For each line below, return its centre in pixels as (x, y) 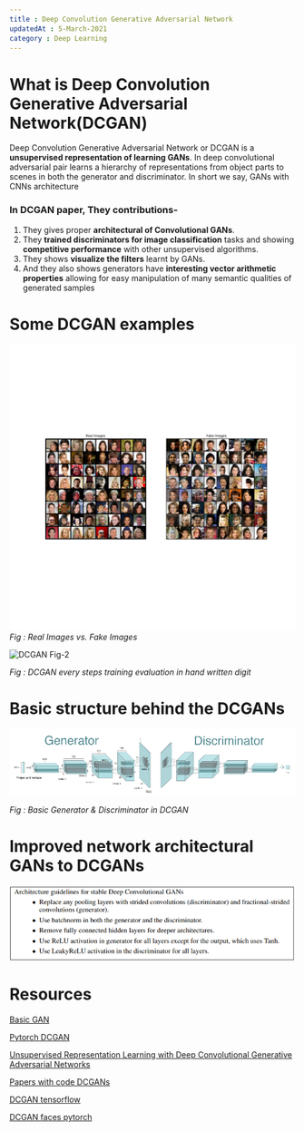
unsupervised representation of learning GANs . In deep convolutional (142, 158)
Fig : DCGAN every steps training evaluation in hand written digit (130, 672)
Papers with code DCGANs (60, 1082)
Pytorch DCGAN (39, 1038)
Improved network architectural (132, 847)
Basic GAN (29, 1019)
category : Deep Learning (58, 38)
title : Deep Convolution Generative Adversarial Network (121, 19)
